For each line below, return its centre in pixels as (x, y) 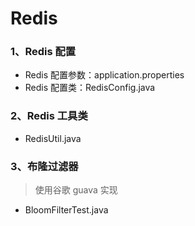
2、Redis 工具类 (49, 116)
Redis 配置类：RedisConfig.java (90, 88)
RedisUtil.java (53, 138)
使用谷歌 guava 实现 (76, 190)
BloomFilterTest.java (66, 210)
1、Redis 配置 (43, 52)
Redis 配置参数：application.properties (104, 75)
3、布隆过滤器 (44, 166)
